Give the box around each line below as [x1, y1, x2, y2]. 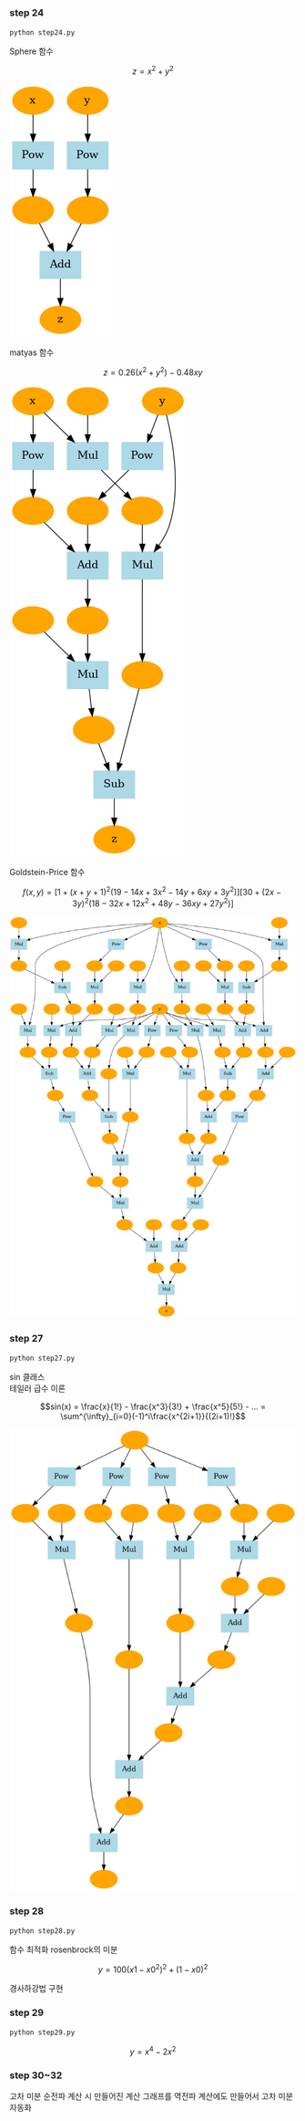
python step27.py [9, 1353, 76, 1363]
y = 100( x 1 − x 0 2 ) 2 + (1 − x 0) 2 [97, 1962, 208, 1975]
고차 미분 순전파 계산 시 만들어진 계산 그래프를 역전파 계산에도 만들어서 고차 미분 [9, 2090, 294, 2101]
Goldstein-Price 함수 [9, 867, 86, 878]
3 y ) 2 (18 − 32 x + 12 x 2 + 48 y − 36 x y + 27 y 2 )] [72, 896, 234, 909]
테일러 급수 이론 [9, 1383, 66, 1394]
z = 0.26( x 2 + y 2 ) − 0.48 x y [103, 365, 203, 378]
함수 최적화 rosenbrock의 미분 [9, 1944, 118, 1955]
